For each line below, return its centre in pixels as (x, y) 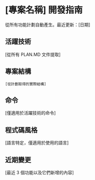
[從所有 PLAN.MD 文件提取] (33, 54)
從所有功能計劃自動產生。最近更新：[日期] (48, 25)
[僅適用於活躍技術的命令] (31, 113)
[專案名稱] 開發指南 (44, 10)
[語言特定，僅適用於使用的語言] (37, 143)
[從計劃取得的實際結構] (26, 84)
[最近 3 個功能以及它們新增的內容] (39, 172)
